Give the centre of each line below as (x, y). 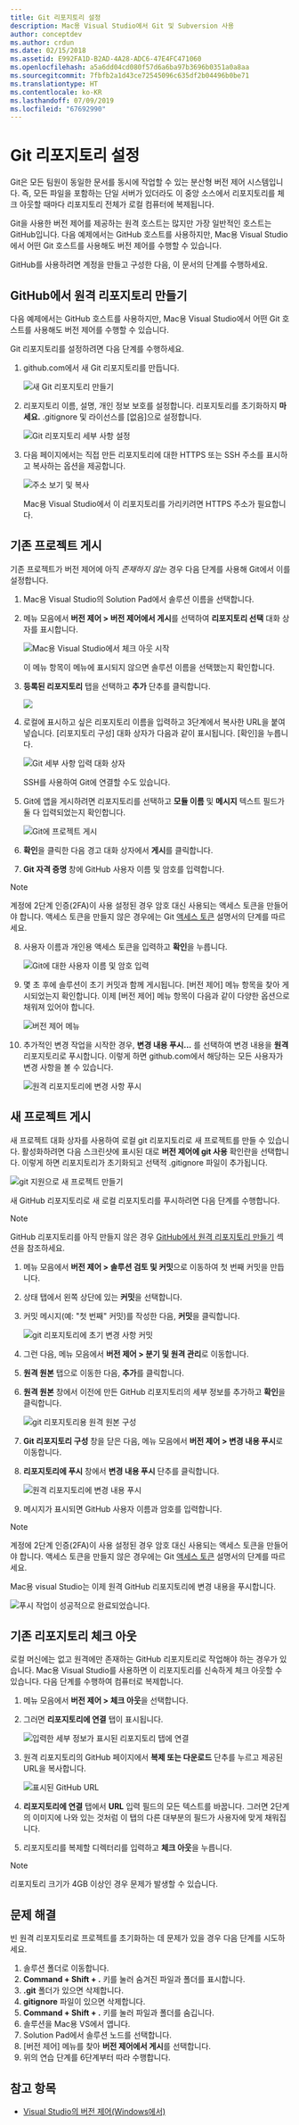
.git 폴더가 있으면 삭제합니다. (73, 1990)
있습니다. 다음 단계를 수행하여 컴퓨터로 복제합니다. (97, 1681)
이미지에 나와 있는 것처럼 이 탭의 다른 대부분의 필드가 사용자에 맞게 (148, 1818)
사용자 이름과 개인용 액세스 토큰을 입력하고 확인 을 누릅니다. (125, 946)
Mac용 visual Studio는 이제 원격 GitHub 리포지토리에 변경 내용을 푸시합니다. (143, 1586)
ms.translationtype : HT (54, 84)
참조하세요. (46, 1248)
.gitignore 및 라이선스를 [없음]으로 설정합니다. (122, 417)
